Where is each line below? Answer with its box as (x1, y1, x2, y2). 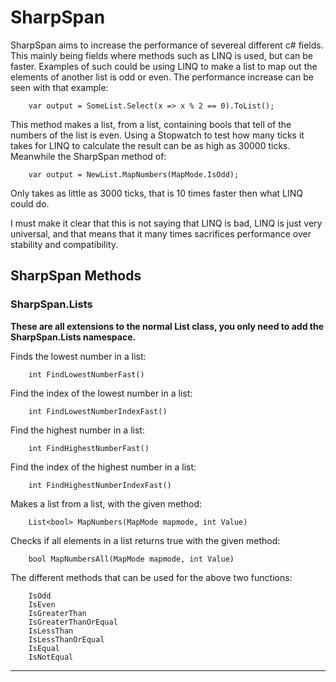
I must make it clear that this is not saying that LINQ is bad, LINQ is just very (10, 217, 323, 229)
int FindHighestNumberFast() (28, 443, 150, 453)
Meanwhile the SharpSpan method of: (10, 150, 167, 162)
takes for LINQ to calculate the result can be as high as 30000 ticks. (10, 139, 291, 151)
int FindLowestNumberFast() (28, 369, 145, 380)
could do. (10, 197, 50, 210)
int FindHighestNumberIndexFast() (28, 480, 172, 490)
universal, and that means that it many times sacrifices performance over (10, 227, 312, 240)
